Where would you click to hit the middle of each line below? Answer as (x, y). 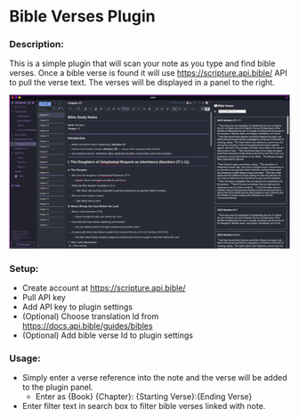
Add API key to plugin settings (77, 307)
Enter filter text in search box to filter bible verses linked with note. (144, 406)
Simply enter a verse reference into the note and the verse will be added (154, 378)
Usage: (25, 358)
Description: (36, 45)
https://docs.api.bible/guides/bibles (87, 325)
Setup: (24, 268)
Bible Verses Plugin (82, 16)
